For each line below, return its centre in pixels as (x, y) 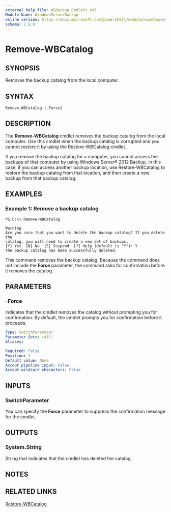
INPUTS (18, 386)
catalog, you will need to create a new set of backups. (67, 241)
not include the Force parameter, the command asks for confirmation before (85, 265)
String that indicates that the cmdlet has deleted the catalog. (69, 458)
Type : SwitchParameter (29, 332)
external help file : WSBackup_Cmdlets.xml (51, 10)
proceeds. (16, 323)
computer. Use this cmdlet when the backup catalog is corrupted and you (82, 141)
